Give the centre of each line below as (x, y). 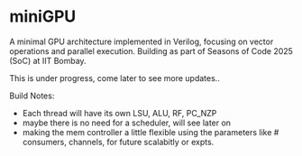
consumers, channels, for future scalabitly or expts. (118, 142)
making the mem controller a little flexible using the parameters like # (151, 132)
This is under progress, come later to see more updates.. (115, 78)
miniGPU (43, 17)
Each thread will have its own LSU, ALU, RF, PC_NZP (119, 113)
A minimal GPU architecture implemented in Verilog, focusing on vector (142, 41)
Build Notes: (32, 96)
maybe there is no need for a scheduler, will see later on (127, 123)
